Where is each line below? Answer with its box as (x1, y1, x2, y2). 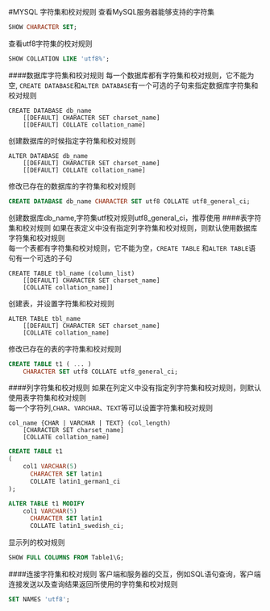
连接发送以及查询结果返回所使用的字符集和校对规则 (8, 580, 178, 588)
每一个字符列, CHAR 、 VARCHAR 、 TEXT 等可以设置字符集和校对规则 (8, 403, 214, 413)
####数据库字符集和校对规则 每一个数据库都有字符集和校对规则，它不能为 (8, 70, 255, 80)
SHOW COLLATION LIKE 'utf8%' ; (8, 55, 110, 63)
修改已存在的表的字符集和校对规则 (8, 343, 122, 353)
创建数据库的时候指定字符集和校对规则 (8, 135, 135, 145)
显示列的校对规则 (8, 538, 65, 547)
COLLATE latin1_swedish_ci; (29, 522, 125, 530)
